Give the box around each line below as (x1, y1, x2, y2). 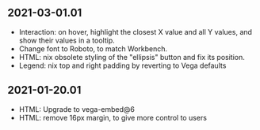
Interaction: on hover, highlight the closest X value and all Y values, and (18, 27, 253, 36)
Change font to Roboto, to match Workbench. (18, 43, 168, 54)
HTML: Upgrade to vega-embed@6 (18, 104, 136, 113)
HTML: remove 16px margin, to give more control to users (18, 113, 208, 122)
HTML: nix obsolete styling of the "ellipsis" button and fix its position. (18, 52, 245, 61)
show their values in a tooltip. (18, 35, 116, 45)
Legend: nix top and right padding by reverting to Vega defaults (18, 61, 227, 70)
